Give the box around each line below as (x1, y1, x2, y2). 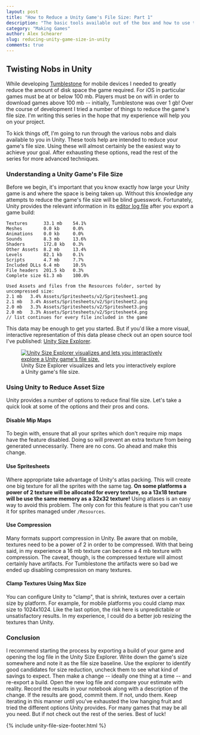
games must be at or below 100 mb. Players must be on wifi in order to (6, 93, 180, 100)
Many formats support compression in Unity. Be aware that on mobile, (6, 534, 178, 542)
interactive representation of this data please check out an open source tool (6, 331, 192, 338)
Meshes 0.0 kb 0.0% (6, 225, 84, 232)
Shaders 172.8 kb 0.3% (6, 241, 84, 247)
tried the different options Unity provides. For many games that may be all (6, 704, 187, 711)
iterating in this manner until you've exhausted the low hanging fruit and (6, 698, 182, 705)
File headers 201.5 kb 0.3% (6, 267, 84, 273)
